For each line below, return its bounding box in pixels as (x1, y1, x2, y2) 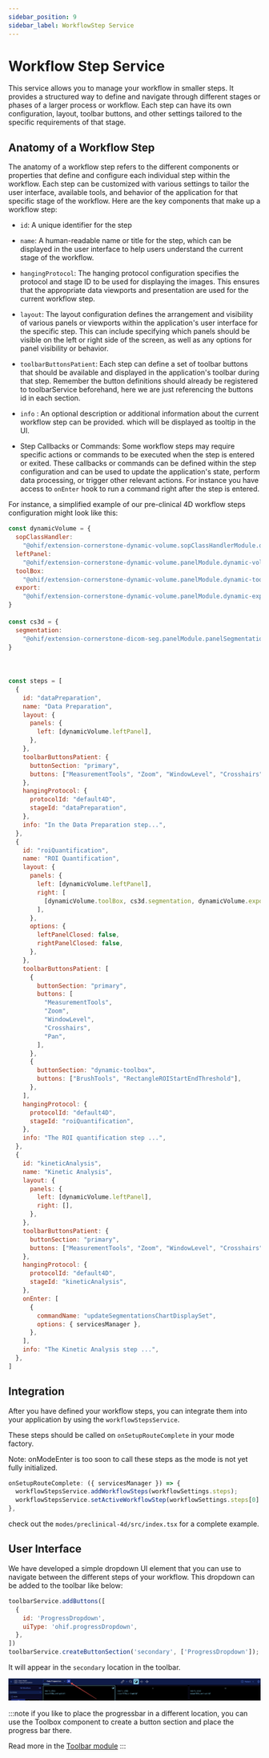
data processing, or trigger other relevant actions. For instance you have (19, 476, 259, 485)
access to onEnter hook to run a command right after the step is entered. (19, 484, 260, 493)
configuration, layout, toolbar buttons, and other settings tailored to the (8, 109, 243, 119)
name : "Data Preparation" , (22, 702, 113, 710)
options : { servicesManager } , (37, 1320, 142, 1328)
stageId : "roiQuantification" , (29, 1117, 134, 1125)
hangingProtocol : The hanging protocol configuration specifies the (19, 269, 239, 278)
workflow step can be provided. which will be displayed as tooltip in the (19, 417, 256, 427)
